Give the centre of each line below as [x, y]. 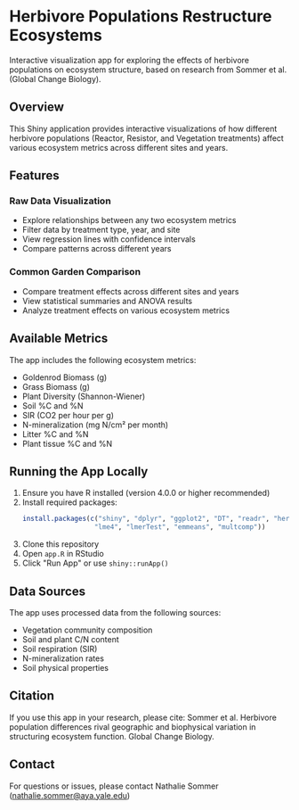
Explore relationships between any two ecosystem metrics [129, 220]
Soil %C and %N [53, 405]
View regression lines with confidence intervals [109, 239]
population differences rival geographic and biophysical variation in [133, 727]
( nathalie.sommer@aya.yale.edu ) [70, 795]
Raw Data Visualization [60, 201]
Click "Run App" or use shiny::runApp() [95, 563]
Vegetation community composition [87, 630]
